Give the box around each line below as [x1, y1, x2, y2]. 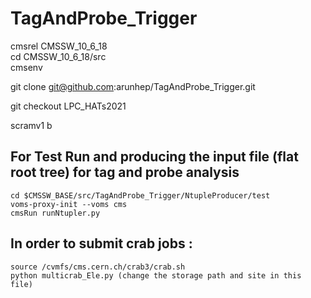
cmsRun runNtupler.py [10, 208, 101, 218]
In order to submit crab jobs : [10, 235, 193, 252]
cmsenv [10, 61, 43, 73]
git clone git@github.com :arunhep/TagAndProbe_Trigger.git [10, 80, 256, 92]
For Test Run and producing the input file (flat [10, 148, 299, 166]
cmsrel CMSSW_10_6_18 [10, 40, 108, 52]
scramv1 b [10, 119, 53, 131]
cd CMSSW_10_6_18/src [10, 50, 107, 62]
